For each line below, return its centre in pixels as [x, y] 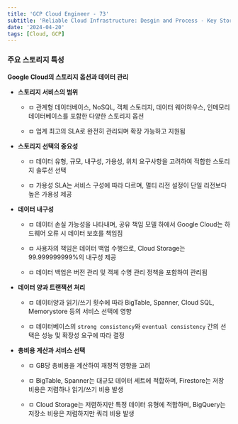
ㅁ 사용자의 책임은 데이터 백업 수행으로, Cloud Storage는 [107, 248]
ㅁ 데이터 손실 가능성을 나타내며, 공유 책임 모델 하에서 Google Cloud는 [125, 224]
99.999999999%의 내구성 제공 [72, 257]
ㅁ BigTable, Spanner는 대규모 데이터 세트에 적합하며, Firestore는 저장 [126, 380]
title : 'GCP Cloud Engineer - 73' [58, 14]
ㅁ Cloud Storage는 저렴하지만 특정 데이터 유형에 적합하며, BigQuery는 [127, 404]
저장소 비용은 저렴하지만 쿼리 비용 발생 [81, 413]
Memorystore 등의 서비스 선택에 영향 [80, 311]
